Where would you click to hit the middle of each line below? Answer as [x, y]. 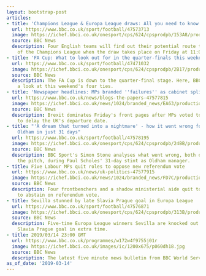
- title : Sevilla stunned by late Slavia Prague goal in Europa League [100, 200]
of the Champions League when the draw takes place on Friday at [103, 52]
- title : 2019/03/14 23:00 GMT [46, 235]
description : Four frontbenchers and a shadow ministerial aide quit [102, 189]
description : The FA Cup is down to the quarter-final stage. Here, [101, 81]
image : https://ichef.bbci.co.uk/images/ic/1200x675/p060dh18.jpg [98, 246]
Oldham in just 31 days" [49, 132]
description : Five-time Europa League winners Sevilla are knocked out [105, 224]
